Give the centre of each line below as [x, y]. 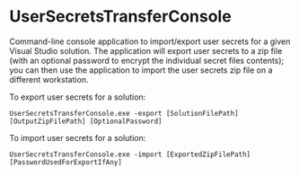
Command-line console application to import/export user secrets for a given [150, 41]
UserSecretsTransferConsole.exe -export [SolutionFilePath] [124, 113]
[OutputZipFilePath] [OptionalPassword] [86, 121]
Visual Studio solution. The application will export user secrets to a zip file [146, 50]
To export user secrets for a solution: [78, 97]
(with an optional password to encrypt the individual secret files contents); [147, 60]
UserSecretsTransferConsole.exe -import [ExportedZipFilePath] [130, 154]
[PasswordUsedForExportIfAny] [66, 162]
